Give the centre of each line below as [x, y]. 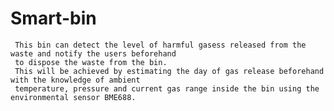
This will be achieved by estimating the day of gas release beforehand [169, 71]
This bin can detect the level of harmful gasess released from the [160, 45]
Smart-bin [53, 18]
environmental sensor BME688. [73, 97]
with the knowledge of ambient [75, 80]
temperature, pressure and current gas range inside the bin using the [167, 88]
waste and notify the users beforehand [93, 53]
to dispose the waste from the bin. [91, 62]
